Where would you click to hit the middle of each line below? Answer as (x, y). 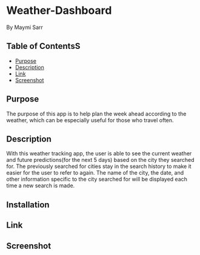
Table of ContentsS (43, 46)
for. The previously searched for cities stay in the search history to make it (99, 166)
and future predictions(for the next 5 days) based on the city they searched (101, 160)
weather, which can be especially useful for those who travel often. (90, 120)
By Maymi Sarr (25, 27)
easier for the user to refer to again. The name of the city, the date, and (95, 173)
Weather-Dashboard (59, 11)
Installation (28, 205)
